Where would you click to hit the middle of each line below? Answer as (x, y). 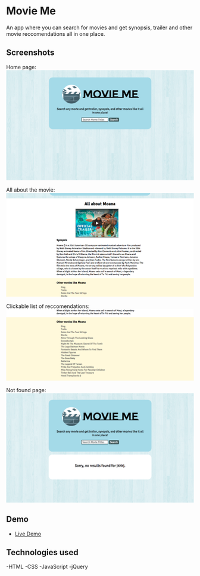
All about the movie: (31, 190)
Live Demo (28, 534)
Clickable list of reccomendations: (48, 306)
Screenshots (30, 53)
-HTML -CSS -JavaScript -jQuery (47, 567)
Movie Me (31, 11)
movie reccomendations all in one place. (56, 33)
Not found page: (26, 390)
